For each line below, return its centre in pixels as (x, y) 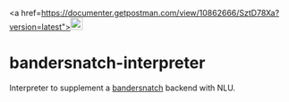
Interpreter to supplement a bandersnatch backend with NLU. (122, 88)
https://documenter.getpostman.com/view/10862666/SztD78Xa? (160, 13)
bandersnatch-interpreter (107, 63)
